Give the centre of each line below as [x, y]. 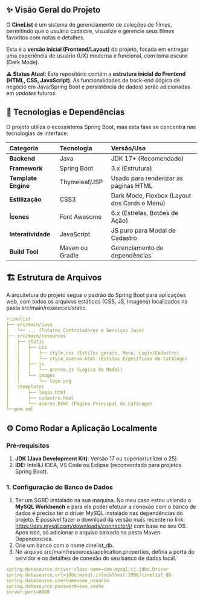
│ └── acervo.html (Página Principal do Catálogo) [79, 403]
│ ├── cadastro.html [40, 398]
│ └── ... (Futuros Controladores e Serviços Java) [76, 330]
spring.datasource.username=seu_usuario [58, 581]
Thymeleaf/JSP [81, 182]
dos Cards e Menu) [138, 203]
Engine [20, 185]
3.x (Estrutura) [131, 168]
